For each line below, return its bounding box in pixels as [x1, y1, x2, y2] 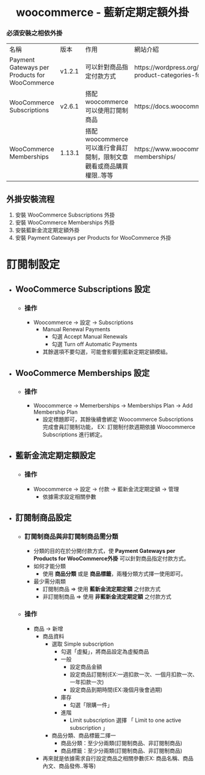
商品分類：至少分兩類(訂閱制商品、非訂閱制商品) [60, 739, 182, 746]
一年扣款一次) [70, 678, 104, 685]
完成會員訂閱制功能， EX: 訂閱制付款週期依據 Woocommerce [42, 423, 196, 430]
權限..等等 [85, 171, 113, 180]
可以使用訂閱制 [85, 106, 129, 115]
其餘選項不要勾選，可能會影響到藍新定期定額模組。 [42, 348, 171, 356]
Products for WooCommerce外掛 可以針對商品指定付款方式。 [33, 555, 189, 562]
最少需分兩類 [33, 578, 66, 585]
